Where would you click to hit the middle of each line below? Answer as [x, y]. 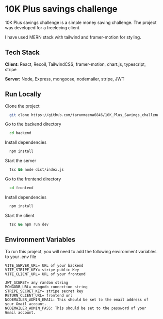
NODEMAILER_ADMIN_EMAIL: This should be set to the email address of [77, 299]
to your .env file [21, 257]
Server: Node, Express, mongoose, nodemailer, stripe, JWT [65, 79]
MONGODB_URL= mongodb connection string [47, 287]
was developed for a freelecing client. [43, 27]
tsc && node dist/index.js [37, 170]
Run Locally [23, 94]
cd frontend [22, 188]
